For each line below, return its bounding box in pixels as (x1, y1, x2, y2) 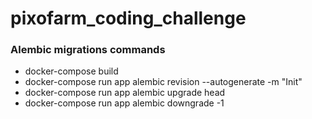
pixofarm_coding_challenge (10, 7, 247, 30)
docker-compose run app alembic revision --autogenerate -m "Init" (24, 76, 303, 88)
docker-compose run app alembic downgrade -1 (24, 97, 225, 109)
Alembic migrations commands (10, 43, 166, 57)
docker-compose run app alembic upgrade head (24, 87, 226, 99)
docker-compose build (24, 65, 119, 77)
